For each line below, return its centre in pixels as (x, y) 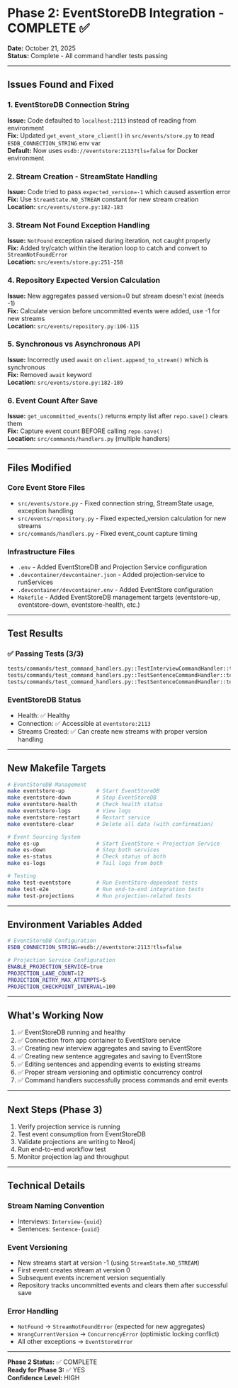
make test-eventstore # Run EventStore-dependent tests (103, 883)
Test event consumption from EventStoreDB (82, 1134)
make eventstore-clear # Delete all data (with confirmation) (110, 824)
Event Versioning (38, 1247)
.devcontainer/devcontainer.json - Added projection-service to (111, 575)
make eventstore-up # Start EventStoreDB (84, 791)
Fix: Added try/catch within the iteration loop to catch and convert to (107, 248)
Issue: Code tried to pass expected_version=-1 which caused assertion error (119, 191)
